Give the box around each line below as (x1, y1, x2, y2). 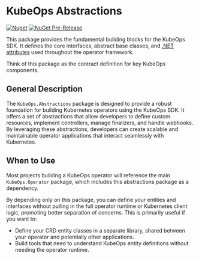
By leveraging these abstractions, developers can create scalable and (6, 125, 179, 133)
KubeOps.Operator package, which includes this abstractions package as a (6, 178, 189, 185)
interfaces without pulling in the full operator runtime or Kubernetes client (6, 203, 188, 210)
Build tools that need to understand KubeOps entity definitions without (14, 239, 189, 247)
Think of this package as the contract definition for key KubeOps (6, 60, 166, 67)
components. (6, 66, 39, 73)
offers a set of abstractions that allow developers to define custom (6, 112, 171, 120)
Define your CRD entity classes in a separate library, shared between (14, 227, 186, 234)
